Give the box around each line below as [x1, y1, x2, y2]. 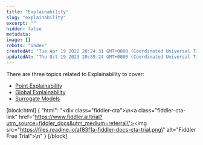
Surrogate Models [14, 95, 60, 102]
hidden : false [6, 25, 42, 32]
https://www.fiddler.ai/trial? [34, 113, 103, 120]
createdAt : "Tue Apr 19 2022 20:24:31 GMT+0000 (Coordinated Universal [6, 48, 190, 54]
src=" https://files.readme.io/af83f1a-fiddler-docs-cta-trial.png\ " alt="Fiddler [6, 126, 196, 133]
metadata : [6, 31, 31, 37]
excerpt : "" [6, 20, 36, 26]
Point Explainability [14, 82, 63, 89]
